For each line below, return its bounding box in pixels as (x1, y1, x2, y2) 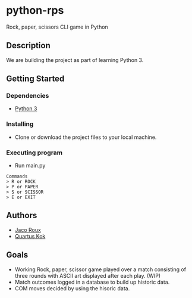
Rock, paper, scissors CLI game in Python (6, 23, 108, 30)
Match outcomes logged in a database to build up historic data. (14, 278, 170, 285)
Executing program (6, 148, 63, 157)
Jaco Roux (14, 226, 42, 233)
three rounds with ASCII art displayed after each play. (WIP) (14, 272, 161, 279)
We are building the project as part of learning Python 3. (6, 56, 144, 63)
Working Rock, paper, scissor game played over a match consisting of (14, 266, 186, 273)
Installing (6, 120, 34, 128)
